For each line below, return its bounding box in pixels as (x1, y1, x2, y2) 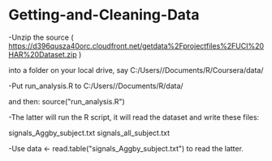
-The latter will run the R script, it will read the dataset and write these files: (8, 112, 260, 122)
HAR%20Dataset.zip (8, 49, 77, 59)
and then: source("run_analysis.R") (8, 96, 126, 106)
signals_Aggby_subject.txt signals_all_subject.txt (8, 128, 171, 138)
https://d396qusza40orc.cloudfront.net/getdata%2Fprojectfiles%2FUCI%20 (8, 40, 265, 50)
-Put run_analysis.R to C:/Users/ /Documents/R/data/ (8, 81, 184, 91)
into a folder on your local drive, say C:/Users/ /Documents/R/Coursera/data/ (8, 65, 264, 74)
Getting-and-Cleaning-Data (8, 6, 201, 24)
